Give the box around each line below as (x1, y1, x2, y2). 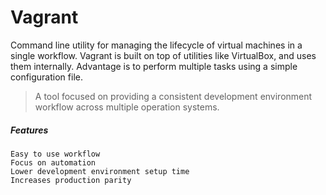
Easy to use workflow (10, 149, 101, 159)
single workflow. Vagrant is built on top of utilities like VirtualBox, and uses (10, 49, 317, 61)
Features (10, 124, 49, 136)
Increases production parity (10, 175, 132, 185)
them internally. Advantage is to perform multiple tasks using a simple (10, 60, 298, 72)
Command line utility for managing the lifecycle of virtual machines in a (10, 39, 303, 51)
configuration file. (10, 71, 83, 83)
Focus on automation (10, 157, 97, 168)
